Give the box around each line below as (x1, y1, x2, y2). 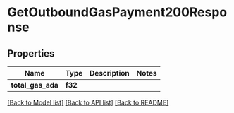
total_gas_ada (11, 81, 58, 90)
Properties (7, 47, 55, 59)
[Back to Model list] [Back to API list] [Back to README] (7, 98, 169, 107)
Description (89, 69, 130, 78)
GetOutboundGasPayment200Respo (7, 4, 228, 20)
